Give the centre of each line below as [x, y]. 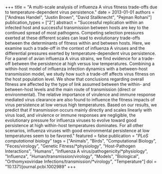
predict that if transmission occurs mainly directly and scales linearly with [78, 110]
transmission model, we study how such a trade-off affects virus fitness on [80, 74]
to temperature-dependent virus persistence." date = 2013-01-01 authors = [80, 12]
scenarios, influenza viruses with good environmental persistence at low [77, 131]
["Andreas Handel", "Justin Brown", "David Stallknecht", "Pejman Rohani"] [78, 17]
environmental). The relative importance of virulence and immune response [81, 95]
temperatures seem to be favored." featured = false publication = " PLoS [77, 136]
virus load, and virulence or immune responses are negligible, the [70, 115]
